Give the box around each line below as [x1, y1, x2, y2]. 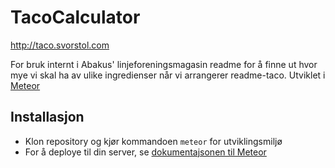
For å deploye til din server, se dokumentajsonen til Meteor [24, 146, 267, 158]
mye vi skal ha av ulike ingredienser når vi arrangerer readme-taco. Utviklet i [10, 69, 326, 81]
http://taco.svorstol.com [10, 39, 110, 51]
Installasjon [10, 109, 85, 126]
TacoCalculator [10, 6, 141, 29]
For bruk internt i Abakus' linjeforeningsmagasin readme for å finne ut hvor [10, 58, 318, 70]
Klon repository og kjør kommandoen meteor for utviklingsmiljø [24, 135, 283, 147]
